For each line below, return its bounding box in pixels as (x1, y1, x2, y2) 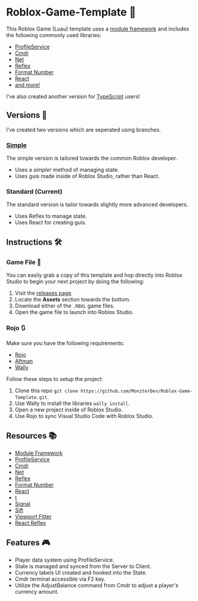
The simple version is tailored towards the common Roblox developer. (6, 155, 178, 162)
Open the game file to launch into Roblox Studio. (14, 309, 134, 316)
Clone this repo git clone (14, 387, 79, 394)
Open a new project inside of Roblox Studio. (14, 406, 123, 413)
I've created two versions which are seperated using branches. (6, 126, 161, 133)
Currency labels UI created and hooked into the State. (14, 569, 147, 576)
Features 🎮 (6, 538, 51, 548)
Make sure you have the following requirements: (6, 340, 125, 347)
